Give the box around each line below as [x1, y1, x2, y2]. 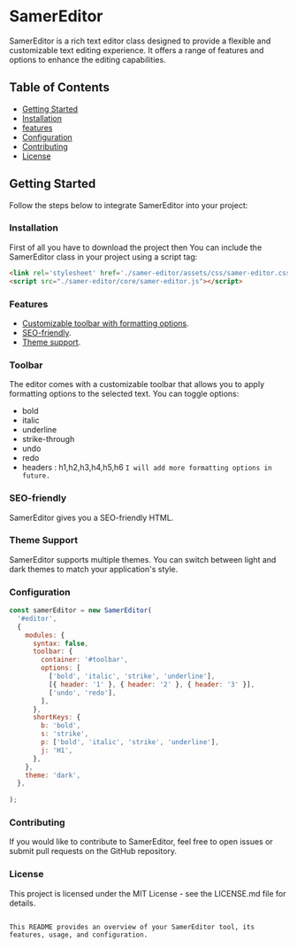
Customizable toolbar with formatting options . [21, 317, 190, 329]
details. [9, 897, 36, 908]
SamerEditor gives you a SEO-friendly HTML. [9, 512, 174, 523]
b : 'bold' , [41, 721, 81, 730]
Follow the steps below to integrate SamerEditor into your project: [9, 199, 248, 210]
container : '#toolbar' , [41, 656, 128, 664]
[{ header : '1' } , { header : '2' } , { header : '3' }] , [48, 680, 255, 688]
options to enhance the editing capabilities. [9, 54, 166, 65]
